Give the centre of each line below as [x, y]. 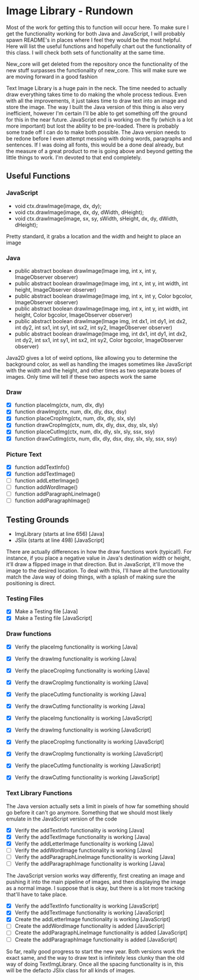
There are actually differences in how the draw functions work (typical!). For [99, 552]
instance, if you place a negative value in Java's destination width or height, [99, 558]
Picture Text [24, 454]
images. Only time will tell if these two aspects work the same [81, 376]
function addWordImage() [46, 487]
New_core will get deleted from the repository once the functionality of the [97, 64]
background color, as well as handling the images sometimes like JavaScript [99, 364]
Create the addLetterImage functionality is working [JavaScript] [92, 920]
